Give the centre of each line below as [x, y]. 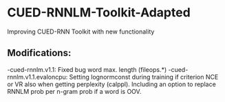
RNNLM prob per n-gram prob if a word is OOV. [74, 91]
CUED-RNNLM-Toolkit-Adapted [99, 13]
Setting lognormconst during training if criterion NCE [144, 77]
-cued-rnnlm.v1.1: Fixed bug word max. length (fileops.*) [87, 69]
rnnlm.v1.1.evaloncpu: [37, 77]
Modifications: [39, 53]
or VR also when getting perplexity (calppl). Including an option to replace [112, 84]
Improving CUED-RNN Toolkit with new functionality [81, 31]
